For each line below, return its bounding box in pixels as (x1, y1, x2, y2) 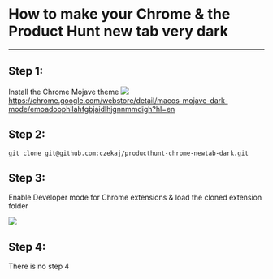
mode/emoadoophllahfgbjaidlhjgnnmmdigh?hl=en (8, 104, 175, 114)
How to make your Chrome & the (8, 5, 231, 24)
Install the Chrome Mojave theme (8, 87, 119, 97)
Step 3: (8, 171, 46, 185)
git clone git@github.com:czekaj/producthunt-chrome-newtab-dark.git (8, 149, 249, 157)
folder (8, 201, 28, 211)
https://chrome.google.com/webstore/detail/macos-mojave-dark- (8, 95, 229, 105)
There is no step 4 (8, 261, 70, 272)
